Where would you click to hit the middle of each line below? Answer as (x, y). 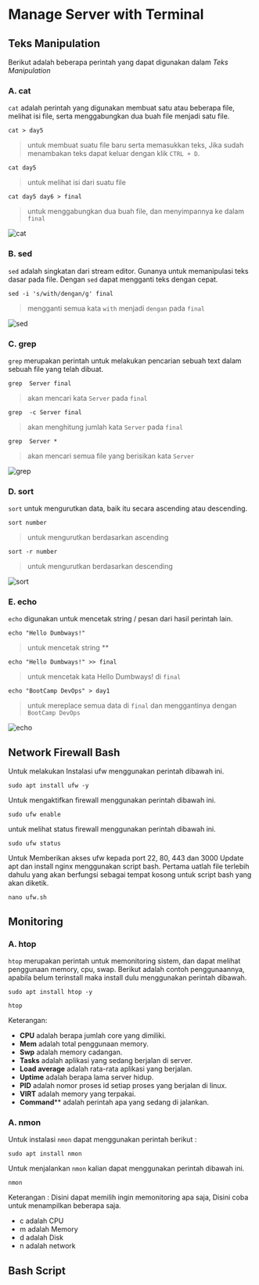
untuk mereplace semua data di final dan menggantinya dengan (132, 706)
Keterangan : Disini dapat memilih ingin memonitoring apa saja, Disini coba (128, 1197)
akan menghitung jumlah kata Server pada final (105, 427)
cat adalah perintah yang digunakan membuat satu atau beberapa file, (121, 108)
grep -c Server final (45, 412)
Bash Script (37, 1270)
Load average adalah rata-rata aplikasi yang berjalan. (106, 1068)
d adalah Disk (41, 1238)
